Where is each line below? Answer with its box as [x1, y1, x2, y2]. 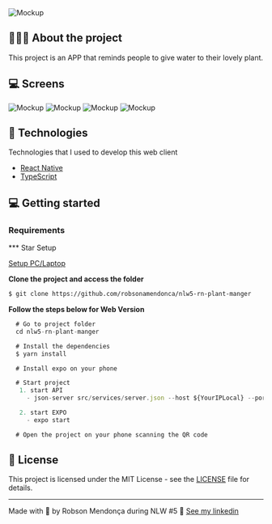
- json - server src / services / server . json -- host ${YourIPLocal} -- [26, 394, 255, 403]
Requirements [8, 224, 66, 235]
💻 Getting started [8, 196, 100, 209]
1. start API [19, 387, 63, 395]
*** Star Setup [8, 243, 57, 253]
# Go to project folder [15, 320, 96, 328]
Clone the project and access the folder [8, 274, 144, 284]
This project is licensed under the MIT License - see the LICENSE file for [8, 475, 249, 484]
